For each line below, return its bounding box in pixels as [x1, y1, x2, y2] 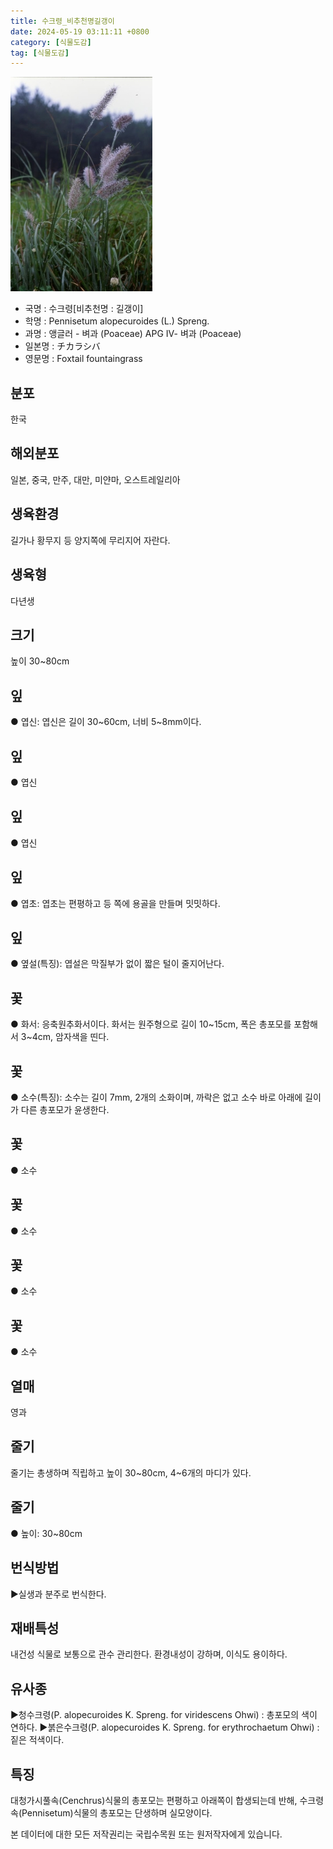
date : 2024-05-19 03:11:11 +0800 [10, 26, 150, 37]
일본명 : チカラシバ [24, 340, 101, 352]
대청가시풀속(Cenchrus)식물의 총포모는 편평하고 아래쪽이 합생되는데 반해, [10, 1794, 298, 1806]
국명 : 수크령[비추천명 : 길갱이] [24, 303, 144, 315]
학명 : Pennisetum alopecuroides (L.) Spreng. [24, 315, 210, 327]
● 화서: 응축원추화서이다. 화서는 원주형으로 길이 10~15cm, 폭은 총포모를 [10, 1018, 292, 1030]
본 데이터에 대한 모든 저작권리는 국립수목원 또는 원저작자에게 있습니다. [10, 1828, 283, 1840]
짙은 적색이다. [10, 1734, 65, 1746]
